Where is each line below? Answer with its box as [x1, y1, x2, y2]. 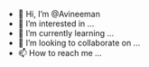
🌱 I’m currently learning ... [17, 28, 115, 38]
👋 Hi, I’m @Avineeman [17, 9, 101, 19]
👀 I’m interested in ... [17, 18, 95, 29]
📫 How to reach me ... [17, 48, 102, 58]
